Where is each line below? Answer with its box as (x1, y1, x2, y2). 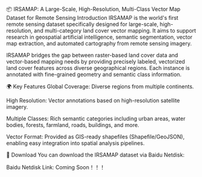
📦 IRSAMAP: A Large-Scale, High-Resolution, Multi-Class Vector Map (6, 5, 181, 13)
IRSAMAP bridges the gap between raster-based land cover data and (6, 51, 178, 59)
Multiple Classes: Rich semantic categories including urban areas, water (6, 115, 186, 122)
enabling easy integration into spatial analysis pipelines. (6, 140, 145, 147)
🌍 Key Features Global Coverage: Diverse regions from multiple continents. (6, 83, 194, 90)
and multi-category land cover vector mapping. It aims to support (34, 27, 197, 34)
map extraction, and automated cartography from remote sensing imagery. (6, 40, 192, 47)
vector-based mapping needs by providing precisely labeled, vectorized (6, 58, 185, 65)
